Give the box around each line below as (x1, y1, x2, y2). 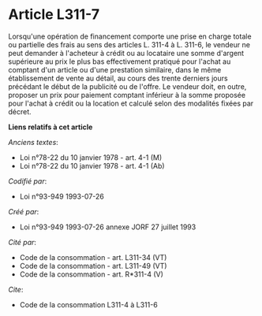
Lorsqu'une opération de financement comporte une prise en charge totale (8, 32, 252, 41)
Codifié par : (8, 176, 47, 186)
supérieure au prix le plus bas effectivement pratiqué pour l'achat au (8, 57, 231, 66)
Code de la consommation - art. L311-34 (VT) (19, 252, 167, 262)
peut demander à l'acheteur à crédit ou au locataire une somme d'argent (8, 48, 245, 58)
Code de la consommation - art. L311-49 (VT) (19, 261, 167, 270)
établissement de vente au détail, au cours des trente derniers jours (8, 73, 228, 83)
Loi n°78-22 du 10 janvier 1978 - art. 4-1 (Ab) (19, 161, 165, 170)
